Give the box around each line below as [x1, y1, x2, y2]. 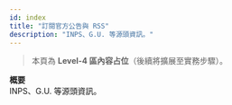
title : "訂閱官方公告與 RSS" [9, 22, 110, 31]
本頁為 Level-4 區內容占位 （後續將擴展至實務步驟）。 [31, 56, 228, 66]
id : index [9, 13, 47, 22]
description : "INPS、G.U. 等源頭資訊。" [9, 30, 154, 39]
